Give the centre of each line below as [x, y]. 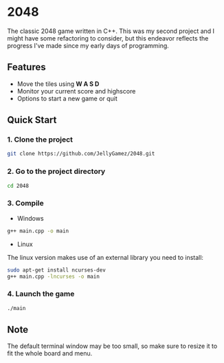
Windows [30, 218]
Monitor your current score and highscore [76, 91]
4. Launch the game [41, 294]
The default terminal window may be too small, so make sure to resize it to [112, 346]
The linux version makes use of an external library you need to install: [105, 257]
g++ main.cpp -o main [38, 231]
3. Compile [26, 203]
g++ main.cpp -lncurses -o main [53, 276]
